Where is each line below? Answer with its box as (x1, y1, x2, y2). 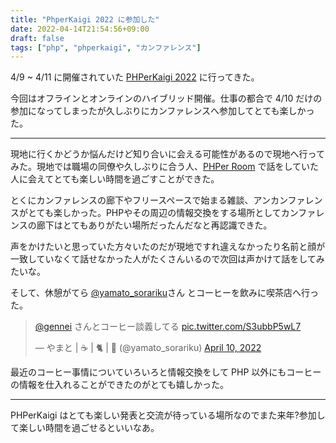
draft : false (10, 33, 65, 43)
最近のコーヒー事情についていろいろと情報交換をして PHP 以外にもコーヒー (10, 366, 322, 378)
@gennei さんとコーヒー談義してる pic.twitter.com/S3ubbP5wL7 (34, 321, 302, 333)
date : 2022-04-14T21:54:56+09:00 (10, 24, 150, 34)
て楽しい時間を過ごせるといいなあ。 (10, 422, 160, 434)
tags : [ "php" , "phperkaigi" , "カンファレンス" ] (10, 42, 202, 53)
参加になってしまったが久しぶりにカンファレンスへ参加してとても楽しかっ (10, 105, 315, 117)
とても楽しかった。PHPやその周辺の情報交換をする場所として (27, 207, 282, 219)
